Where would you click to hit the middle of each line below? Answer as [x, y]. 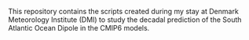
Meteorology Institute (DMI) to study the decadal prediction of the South [125, 20]
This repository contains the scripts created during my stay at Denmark [124, 11]
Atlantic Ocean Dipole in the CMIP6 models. [79, 28]
